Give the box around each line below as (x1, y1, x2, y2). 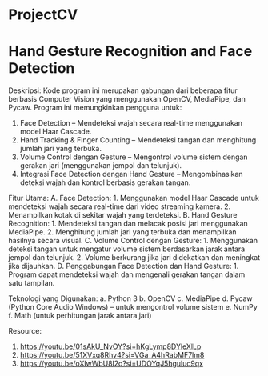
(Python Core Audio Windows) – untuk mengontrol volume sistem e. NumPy (8, 302, 258, 312)
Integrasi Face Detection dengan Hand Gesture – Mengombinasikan (19, 170, 243, 179)
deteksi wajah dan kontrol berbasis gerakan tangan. (19, 178, 191, 187)
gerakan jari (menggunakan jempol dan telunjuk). (19, 161, 182, 170)
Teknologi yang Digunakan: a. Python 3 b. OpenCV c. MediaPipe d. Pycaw (8, 294, 253, 303)
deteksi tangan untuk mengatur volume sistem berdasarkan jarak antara (8, 244, 246, 254)
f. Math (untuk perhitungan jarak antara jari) (8, 310, 152, 321)
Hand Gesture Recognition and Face (8, 42, 253, 61)
